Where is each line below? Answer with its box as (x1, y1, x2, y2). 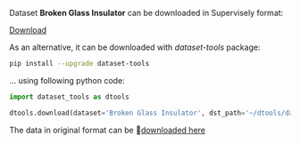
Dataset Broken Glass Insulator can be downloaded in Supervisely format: (9, 8, 284, 18)
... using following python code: (9, 75, 125, 85)
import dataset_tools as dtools (9, 92, 129, 101)
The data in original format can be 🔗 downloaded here (9, 124, 206, 135)
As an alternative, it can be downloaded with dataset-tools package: (9, 42, 261, 52)
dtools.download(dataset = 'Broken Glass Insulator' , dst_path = (9, 108, 246, 117)
